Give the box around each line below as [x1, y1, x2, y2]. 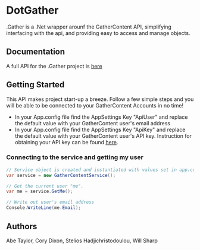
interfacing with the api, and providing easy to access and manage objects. [6, 29, 190, 36]
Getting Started [6, 80, 65, 90]
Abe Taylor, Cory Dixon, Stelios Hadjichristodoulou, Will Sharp [6, 237, 158, 244]
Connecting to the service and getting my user [6, 153, 144, 162]
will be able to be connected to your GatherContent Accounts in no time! [6, 102, 183, 109]
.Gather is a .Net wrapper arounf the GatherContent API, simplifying [6, 23, 171, 30]
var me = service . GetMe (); [6, 188, 73, 195]
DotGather [6, 4, 59, 17]
